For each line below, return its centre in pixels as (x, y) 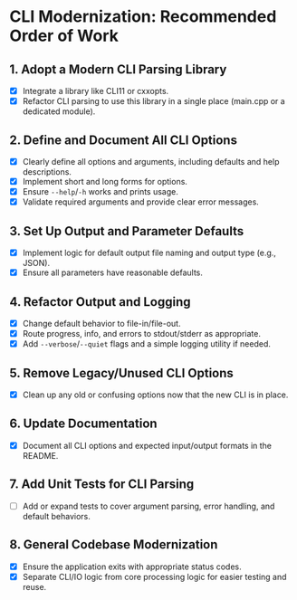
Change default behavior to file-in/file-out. (101, 323)
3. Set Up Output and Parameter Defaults (127, 231)
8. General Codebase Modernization (114, 545)
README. (40, 455)
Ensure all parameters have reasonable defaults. (113, 272)
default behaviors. (56, 516)
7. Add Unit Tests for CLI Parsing (102, 485)
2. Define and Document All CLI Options (124, 140)
